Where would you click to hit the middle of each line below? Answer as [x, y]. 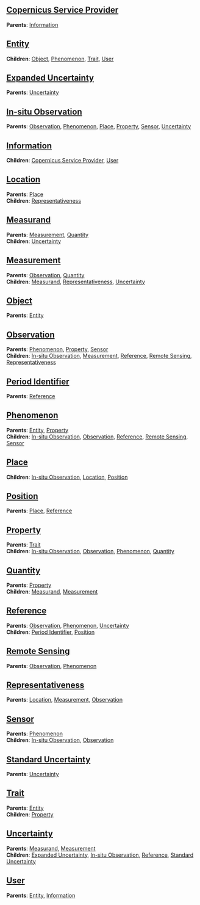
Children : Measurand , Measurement [52, 591]
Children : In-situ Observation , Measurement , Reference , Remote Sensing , [99, 356]
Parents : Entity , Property [37, 430]
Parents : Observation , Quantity [45, 275]
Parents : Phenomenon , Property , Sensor [57, 349]
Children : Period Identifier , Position [51, 632]
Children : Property [30, 814]
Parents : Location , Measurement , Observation [65, 700]
